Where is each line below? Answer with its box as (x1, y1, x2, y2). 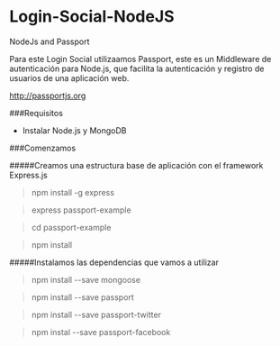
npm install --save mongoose (31, 274, 141, 285)
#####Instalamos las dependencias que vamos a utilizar (9, 257, 219, 268)
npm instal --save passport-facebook (31, 326, 171, 337)
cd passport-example (31, 222, 112, 232)
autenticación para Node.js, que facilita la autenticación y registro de (9, 63, 265, 74)
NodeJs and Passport (9, 36, 90, 47)
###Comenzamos (9, 142, 77, 153)
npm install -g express (31, 187, 115, 197)
